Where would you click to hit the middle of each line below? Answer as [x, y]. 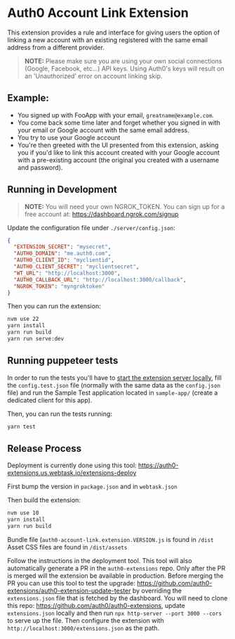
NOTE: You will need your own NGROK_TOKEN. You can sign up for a [125, 206]
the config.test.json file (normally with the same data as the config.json [114, 385]
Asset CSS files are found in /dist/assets [67, 548]
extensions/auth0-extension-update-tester [69, 591]
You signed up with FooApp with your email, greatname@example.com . [115, 115]
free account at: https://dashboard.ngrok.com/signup [101, 214]
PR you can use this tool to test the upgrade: [71, 583]
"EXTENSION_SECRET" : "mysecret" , [62, 247]
